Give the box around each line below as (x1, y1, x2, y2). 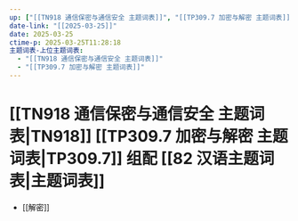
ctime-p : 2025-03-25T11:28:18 (9, 37, 122, 47)
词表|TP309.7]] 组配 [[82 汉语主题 (9, 149, 260, 169)
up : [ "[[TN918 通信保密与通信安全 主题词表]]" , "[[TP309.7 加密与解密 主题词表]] (9, 12, 291, 22)
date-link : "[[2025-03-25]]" (9, 21, 117, 30)
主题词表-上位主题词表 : (9, 46, 85, 55)
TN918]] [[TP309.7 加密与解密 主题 (30, 127, 289, 147)
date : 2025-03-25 (9, 29, 74, 38)
